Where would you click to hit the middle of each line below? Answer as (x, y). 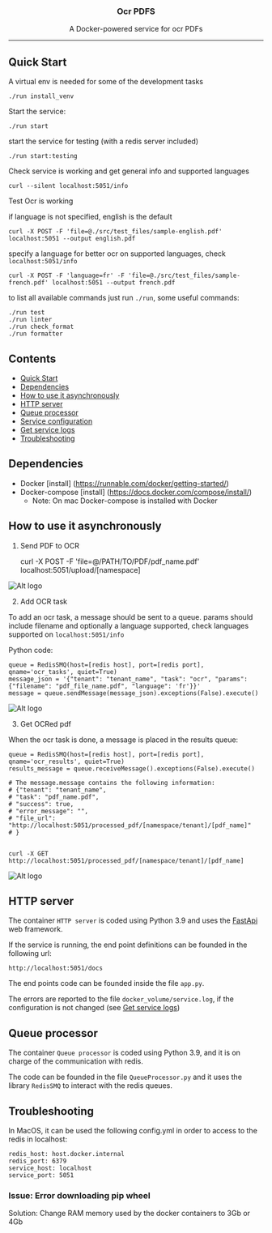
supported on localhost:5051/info (66, 634)
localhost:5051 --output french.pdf (113, 283)
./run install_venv (41, 96)
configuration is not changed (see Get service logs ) (94, 1008)
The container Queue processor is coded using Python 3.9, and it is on (125, 1053)
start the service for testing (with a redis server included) (104, 141)
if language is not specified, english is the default (90, 217)
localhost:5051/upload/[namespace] (80, 570)
